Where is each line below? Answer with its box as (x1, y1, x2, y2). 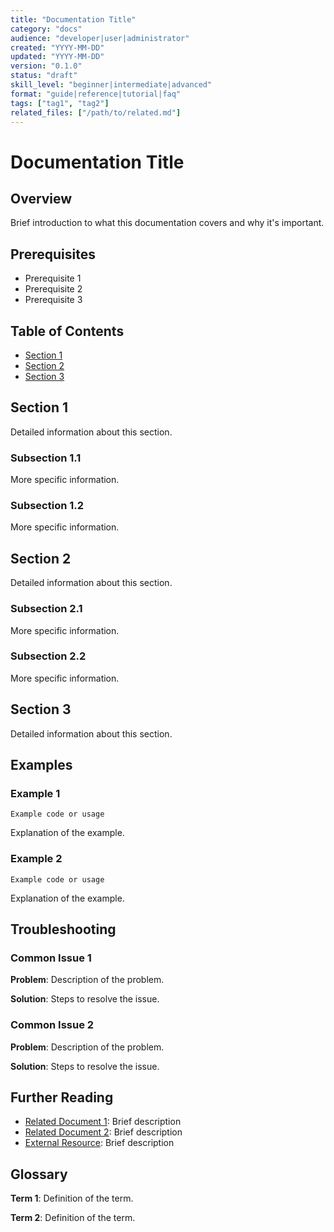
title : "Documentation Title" (10, 14, 137, 25)
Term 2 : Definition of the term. (10, 1212, 136, 1224)
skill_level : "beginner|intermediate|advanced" (10, 80, 213, 90)
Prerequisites (10, 246, 96, 263)
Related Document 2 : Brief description (24, 1126, 183, 1138)
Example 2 (10, 852, 63, 866)
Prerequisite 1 (24, 272, 82, 285)
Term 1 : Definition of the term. (10, 1192, 134, 1205)
